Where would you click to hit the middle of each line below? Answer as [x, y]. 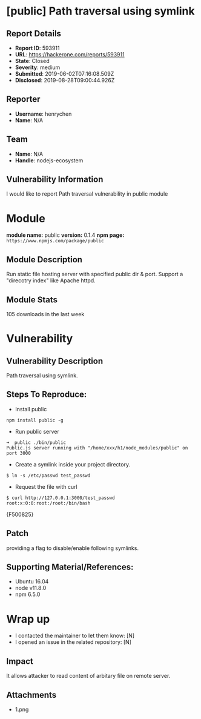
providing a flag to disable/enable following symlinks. [73, 548]
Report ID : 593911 [37, 48]
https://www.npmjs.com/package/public [55, 241]
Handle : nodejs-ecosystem [49, 160]
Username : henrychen [43, 114]
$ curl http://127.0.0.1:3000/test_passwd [61, 498]
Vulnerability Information [55, 180]
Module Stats [32, 300]
